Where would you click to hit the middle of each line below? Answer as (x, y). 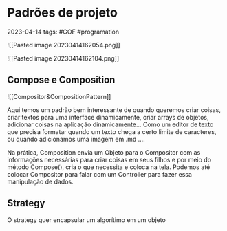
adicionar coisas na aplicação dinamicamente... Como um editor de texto (110, 124)
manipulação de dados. (40, 181)
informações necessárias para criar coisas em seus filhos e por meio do (109, 159)
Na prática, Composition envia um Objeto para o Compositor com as (104, 152)
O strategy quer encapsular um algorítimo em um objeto (87, 220)
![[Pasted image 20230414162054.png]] (64, 45)
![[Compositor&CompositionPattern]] (59, 96)
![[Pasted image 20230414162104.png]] (63, 58)
